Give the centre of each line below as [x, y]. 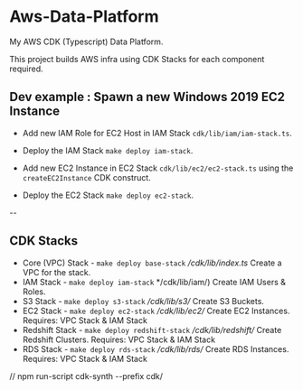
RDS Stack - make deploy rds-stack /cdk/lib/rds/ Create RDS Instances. [156, 348]
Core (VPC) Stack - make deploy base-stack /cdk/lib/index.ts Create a [152, 263]
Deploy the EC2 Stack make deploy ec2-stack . [108, 195]
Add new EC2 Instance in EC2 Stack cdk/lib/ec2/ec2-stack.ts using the [158, 168]
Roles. [34, 292]
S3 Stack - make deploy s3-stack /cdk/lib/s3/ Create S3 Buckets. [143, 301]
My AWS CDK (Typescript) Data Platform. [86, 42]
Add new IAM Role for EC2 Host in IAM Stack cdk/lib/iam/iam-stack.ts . [157, 133]
